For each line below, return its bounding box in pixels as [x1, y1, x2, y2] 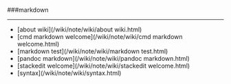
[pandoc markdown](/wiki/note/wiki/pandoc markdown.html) [16, 55, 190, 62]
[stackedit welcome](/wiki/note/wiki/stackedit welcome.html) [16, 61, 190, 70]
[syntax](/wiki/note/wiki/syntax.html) [16, 69, 122, 77]
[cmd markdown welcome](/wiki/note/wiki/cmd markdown [16, 33, 184, 40]
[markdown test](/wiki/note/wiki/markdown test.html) [16, 47, 168, 55]
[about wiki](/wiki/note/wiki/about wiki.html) [16, 25, 142, 33]
